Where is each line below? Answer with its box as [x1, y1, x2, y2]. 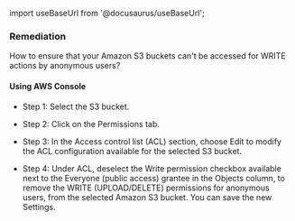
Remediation [9, 30, 66, 42]
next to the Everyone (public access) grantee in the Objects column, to [22, 172, 286, 183]
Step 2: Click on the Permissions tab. [22, 118, 161, 129]
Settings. [22, 201, 56, 212]
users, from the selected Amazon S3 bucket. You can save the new [22, 191, 272, 202]
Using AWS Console [9, 80, 87, 91]
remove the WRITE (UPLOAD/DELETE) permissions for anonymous [22, 182, 271, 193]
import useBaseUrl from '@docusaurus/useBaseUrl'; [9, 8, 205, 18]
